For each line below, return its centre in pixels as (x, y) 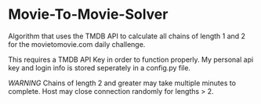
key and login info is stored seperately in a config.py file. (99, 67)
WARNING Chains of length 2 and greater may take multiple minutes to (122, 83)
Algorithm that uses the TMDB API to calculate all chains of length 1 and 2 (127, 36)
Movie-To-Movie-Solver (88, 14)
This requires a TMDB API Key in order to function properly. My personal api (131, 59)
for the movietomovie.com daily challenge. (77, 44)
